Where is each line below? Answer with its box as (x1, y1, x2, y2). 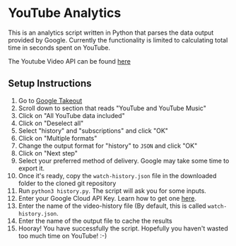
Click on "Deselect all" (18, 119, 84, 127)
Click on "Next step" (18, 148, 78, 157)
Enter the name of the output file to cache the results (18, 216, 172, 225)
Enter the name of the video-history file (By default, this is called (18, 201, 207, 210)
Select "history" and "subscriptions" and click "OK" (18, 126, 169, 135)
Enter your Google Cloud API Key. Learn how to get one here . (18, 194, 197, 202)
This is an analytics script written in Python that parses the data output (8, 28, 214, 37)
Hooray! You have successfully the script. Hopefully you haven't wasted (18, 224, 228, 233)
